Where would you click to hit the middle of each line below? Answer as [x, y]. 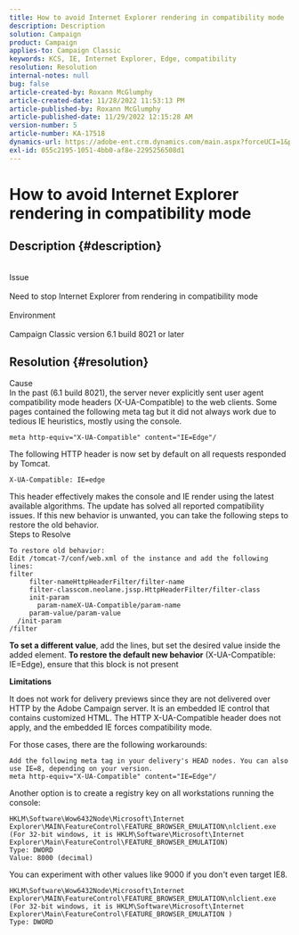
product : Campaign [43, 42]
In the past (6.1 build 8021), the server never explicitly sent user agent [137, 393]
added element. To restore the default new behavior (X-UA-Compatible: [142, 655]
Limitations [30, 682]
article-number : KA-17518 [57, 134]
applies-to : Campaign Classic [65, 51]
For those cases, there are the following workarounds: [108, 745]
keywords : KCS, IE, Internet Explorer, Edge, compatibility [123, 59]
